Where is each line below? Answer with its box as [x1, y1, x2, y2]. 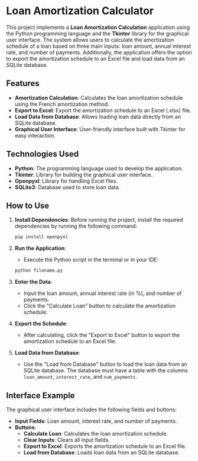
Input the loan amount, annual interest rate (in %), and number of [23, 290, 182, 297]
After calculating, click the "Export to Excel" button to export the [23, 332, 180, 339]
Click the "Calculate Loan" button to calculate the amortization [23, 303, 176, 310]
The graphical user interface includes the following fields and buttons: [6, 406, 177, 413]
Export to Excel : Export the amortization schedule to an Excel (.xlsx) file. [14, 106, 191, 113]
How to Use [6, 200, 50, 210]
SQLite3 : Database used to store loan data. [14, 183, 120, 190]
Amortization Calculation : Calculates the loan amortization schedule [14, 94, 183, 101]
